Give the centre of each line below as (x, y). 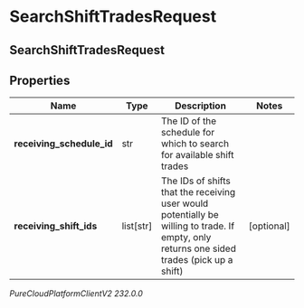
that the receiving (199, 192)
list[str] (137, 226)
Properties (40, 80)
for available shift (198, 155)
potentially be (190, 215)
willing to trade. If (198, 226)
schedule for (188, 133)
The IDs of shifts (196, 181)
